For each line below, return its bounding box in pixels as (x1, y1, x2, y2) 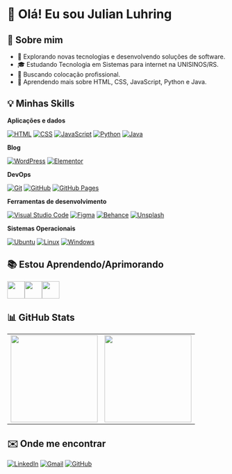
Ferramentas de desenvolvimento (7, 197, 107, 205)
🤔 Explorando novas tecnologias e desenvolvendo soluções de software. (17, 52, 226, 61)
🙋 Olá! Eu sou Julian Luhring (7, 6, 172, 22)
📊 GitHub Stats (7, 312, 75, 324)
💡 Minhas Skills (7, 97, 75, 110)
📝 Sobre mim (7, 34, 64, 46)
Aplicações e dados (7, 116, 66, 125)
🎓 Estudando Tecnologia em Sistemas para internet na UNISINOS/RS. (17, 61, 219, 68)
